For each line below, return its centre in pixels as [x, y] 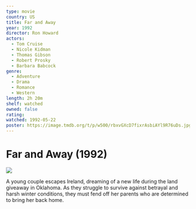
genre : [14, 71]
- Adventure [26, 76]
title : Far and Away [31, 22]
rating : [15, 114]
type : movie [20, 11]
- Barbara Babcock [34, 66]
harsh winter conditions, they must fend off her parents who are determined [97, 194]
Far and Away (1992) [57, 154]
